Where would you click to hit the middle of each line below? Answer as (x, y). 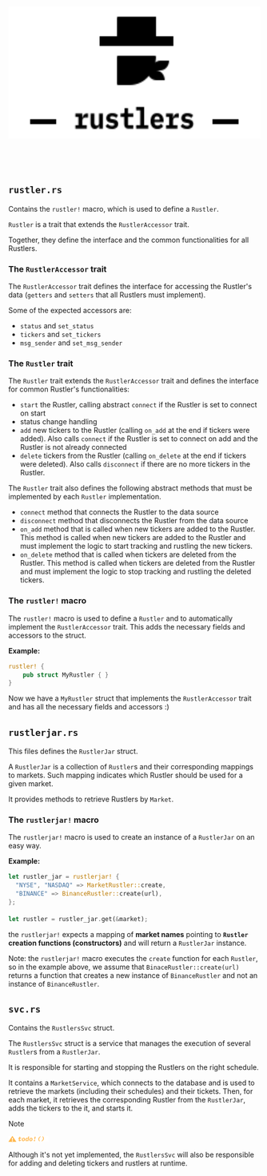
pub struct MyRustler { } (66, 675)
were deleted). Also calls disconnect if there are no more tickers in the (135, 464)
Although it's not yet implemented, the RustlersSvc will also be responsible (131, 1155)
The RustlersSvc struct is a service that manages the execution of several (130, 1043)
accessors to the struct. (47, 635)
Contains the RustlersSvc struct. (62, 1028)
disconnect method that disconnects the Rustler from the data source (134, 521)
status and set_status (57, 326)
